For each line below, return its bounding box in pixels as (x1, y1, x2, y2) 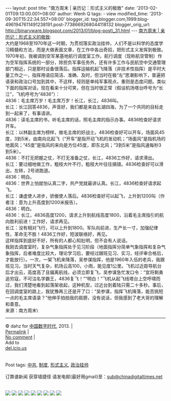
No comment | (5, 334, 36, 340)
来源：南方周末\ (5, 307, 39, 313)
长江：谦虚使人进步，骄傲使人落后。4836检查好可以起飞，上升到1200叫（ (5, 193, 160, 199)
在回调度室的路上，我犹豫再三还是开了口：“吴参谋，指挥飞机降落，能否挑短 (5, 289, 164, 294)
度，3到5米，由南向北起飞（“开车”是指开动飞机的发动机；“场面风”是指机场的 (5, 136, 166, 141)
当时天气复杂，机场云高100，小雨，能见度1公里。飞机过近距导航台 (22, 263, 162, 269)
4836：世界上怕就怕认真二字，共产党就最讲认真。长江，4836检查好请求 (5, 180, 157, 186)
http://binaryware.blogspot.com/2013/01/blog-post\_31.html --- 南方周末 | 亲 (5, 27, 165, 34)
